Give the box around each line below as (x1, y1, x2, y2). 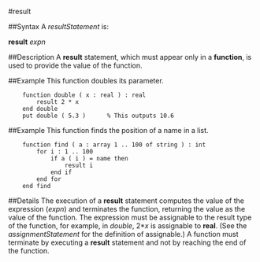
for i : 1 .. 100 (36, 148, 93, 156)
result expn (8, 37, 46, 46)
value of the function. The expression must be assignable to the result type (8, 212, 252, 222)
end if (50, 168, 72, 176)
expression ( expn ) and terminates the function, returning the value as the (8, 205, 246, 213)
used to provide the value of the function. (8, 61, 143, 70)
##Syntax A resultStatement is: (8, 22, 110, 31)
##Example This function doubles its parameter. (8, 76, 164, 85)
